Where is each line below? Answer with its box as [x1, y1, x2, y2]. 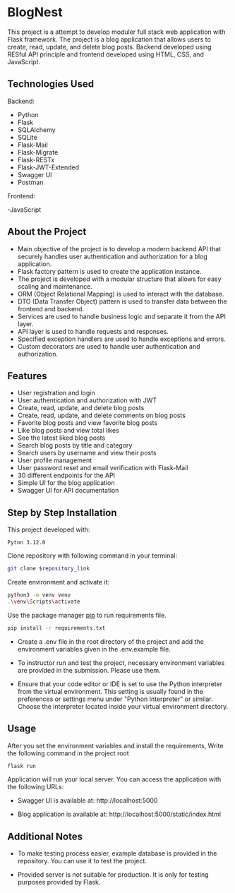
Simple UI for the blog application [17, 479, 115, 487]
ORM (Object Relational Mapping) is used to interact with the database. [17, 289, 224, 298]
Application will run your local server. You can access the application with [7, 775, 222, 784]
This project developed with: [7, 525, 90, 534]
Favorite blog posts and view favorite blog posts [17, 419, 157, 427]
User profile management [17, 456, 92, 465]
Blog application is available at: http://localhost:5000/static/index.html [17, 810, 221, 819]
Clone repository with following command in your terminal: [7, 551, 178, 560]
